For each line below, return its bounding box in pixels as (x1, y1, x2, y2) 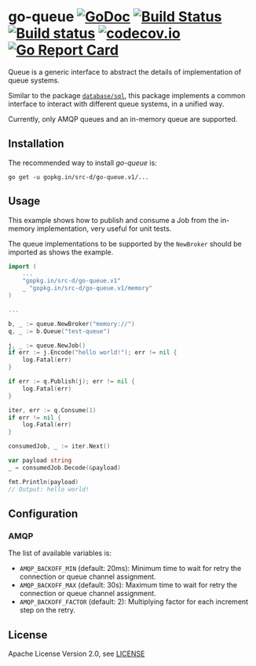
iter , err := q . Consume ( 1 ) (8, 406, 97, 414)
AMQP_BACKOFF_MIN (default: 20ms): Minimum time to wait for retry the (19, 564, 242, 573)
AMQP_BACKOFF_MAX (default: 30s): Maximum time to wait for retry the (19, 580, 238, 590)
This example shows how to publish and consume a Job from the (8, 215, 219, 225)
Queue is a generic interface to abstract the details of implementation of (8, 67, 242, 76)
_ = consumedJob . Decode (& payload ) (8, 463, 122, 471)
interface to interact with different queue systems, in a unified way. (8, 99, 225, 108)
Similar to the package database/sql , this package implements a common (8, 90, 246, 100)
